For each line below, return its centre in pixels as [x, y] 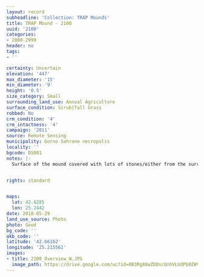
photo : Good [21, 225]
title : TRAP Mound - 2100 [39, 23]
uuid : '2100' [23, 29]
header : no [20, 46]
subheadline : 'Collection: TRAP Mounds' [58, 18]
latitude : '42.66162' [34, 242]
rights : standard [28, 180]
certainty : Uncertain [34, 68]
